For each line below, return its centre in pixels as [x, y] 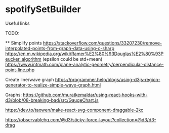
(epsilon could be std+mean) [72, 59]
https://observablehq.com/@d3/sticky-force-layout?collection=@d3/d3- [81, 119]
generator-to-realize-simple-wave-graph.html [53, 85]
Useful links [17, 23]
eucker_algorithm [23, 59]
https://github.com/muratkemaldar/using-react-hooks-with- [85, 95]
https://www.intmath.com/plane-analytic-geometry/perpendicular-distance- [85, 64]
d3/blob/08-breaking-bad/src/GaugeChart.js [52, 100]
